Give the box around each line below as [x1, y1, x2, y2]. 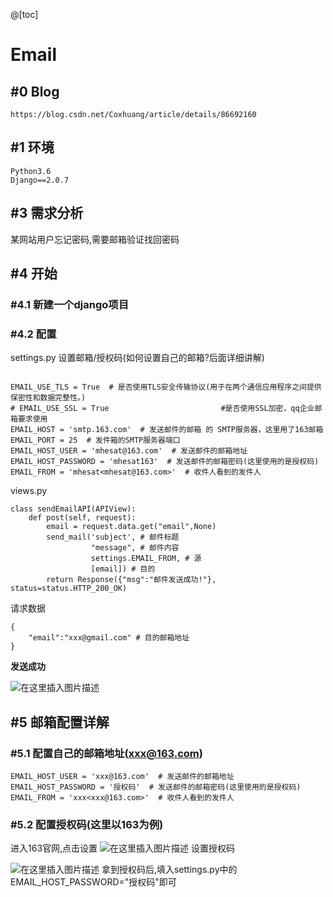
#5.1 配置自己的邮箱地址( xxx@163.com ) [10, 746, 203, 760]
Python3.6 [10, 166, 52, 176]
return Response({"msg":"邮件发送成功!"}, [46, 575, 217, 585]
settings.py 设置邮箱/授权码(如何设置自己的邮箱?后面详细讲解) [10, 352, 265, 364]
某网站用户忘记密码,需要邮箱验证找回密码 [10, 233, 180, 245]
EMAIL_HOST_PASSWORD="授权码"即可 [10, 876, 177, 888]
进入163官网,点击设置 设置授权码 [10, 842, 235, 854]
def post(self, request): [28, 513, 137, 523]
